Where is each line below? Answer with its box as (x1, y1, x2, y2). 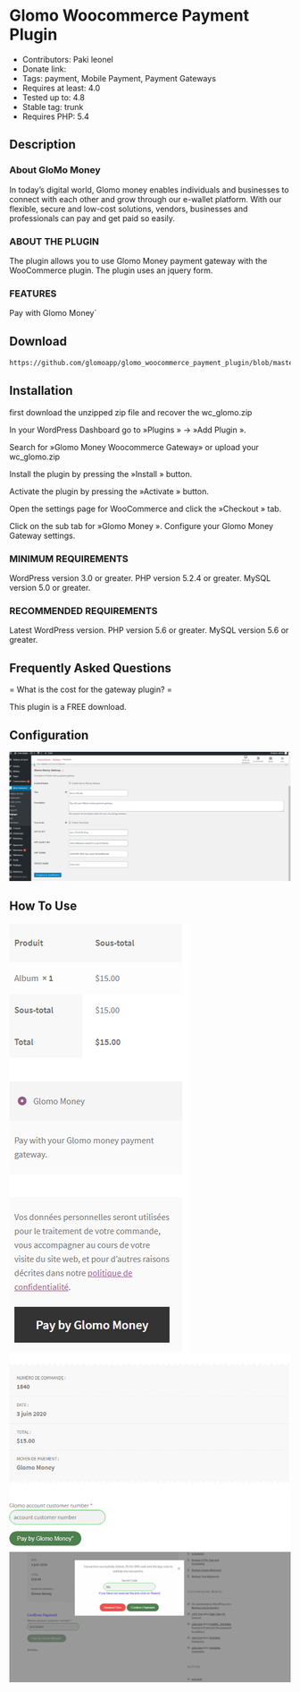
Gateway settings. (9, 530, 76, 541)
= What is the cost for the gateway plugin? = (9, 684, 172, 695)
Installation (9, 383, 73, 398)
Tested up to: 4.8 (21, 91, 85, 103)
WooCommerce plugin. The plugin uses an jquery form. (9, 265, 213, 276)
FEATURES (9, 287, 57, 300)
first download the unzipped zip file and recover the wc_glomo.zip (9, 406, 253, 417)
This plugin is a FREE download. (9, 702, 127, 713)
